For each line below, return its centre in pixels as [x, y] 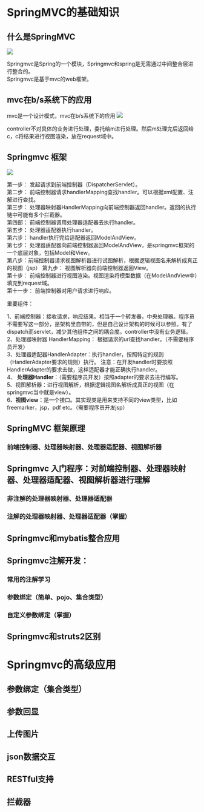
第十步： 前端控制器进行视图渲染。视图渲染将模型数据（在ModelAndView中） [102, 275]
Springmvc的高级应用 [62, 665]
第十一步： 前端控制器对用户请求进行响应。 [61, 290]
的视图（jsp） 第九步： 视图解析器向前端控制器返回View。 [79, 268]
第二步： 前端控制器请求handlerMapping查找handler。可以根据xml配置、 [97, 192]
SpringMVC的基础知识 [63, 12]
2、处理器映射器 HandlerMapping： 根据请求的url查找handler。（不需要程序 [100, 339]
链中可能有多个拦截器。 [36, 215]
